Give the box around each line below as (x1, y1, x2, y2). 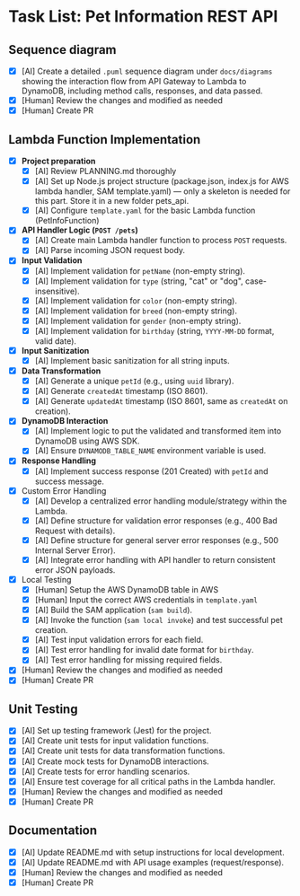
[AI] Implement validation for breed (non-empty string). (34, 305, 237, 316)
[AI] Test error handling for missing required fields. (34, 654, 223, 665)
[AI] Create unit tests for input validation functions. (21, 735, 209, 746)
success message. (34, 476, 104, 487)
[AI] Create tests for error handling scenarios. (21, 766, 190, 777)
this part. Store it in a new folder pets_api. (34, 196, 190, 206)
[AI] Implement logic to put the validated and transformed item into (34, 426, 282, 436)
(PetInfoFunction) (34, 215, 100, 226)
